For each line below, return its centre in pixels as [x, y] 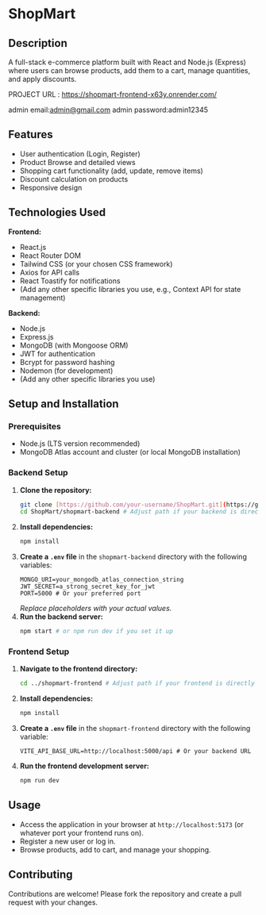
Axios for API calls [50, 272]
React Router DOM [50, 256]
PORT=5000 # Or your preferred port [80, 594]
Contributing [40, 875]
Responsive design [51, 187]
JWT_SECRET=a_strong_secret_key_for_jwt [87, 587]
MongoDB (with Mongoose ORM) [74, 345]
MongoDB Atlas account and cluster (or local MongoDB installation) [130, 452]
